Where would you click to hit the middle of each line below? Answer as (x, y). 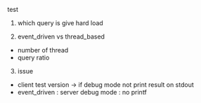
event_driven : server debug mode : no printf (82, 92)
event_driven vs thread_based (61, 36)
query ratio (33, 57)
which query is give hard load (60, 23)
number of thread (43, 50)
